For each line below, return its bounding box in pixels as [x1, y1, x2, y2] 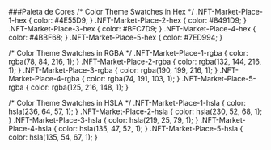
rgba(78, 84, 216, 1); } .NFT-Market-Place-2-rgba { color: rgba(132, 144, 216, [8, 56, 262, 66]
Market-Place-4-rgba [8, 74, 80, 83]
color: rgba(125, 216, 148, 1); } [31, 82, 129, 92]
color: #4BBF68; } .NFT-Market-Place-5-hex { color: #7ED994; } [8, 32, 223, 42]
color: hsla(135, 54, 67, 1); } [8, 132, 99, 142]
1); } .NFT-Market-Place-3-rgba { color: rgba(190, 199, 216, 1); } [8, 65, 218, 75]
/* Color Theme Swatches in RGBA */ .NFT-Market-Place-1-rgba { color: [8, 48, 248, 57]
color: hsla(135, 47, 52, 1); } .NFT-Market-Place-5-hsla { [58, 124, 243, 133]
